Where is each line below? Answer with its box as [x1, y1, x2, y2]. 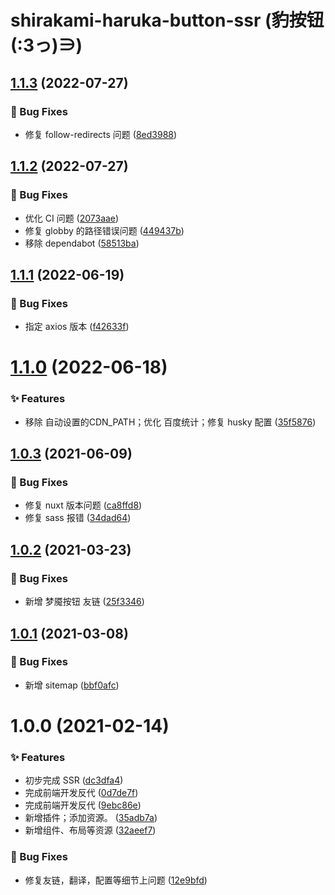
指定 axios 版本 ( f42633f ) [24, 321, 130, 333]
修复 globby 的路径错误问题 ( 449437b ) [24, 224, 185, 236]
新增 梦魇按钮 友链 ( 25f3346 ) [24, 596, 145, 608]
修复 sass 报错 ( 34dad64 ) [24, 512, 132, 524]
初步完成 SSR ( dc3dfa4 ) [24, 774, 124, 786]
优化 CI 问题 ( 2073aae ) [24, 212, 120, 224]
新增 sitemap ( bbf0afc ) [24, 679, 120, 691]
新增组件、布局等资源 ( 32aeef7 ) [24, 824, 157, 836]
